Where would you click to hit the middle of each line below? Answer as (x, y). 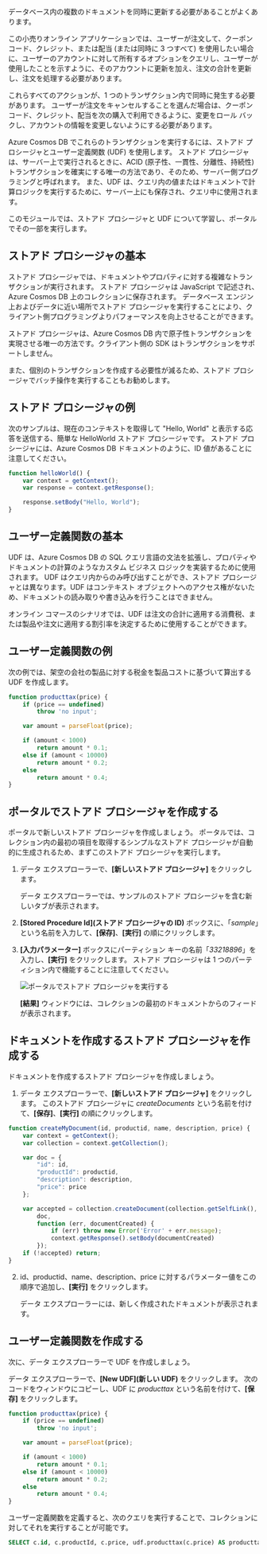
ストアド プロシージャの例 (72, 408)
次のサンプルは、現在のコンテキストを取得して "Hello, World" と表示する (127, 428)
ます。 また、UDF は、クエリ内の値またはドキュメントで (156, 182)
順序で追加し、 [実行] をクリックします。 (86, 1287)
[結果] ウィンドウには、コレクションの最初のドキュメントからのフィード (138, 1003)
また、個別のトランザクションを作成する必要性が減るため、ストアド (120, 370)
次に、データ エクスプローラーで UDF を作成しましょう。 (101, 1361)
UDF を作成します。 (41, 682)
